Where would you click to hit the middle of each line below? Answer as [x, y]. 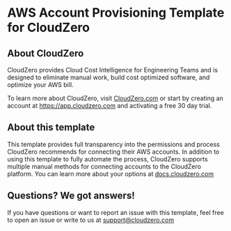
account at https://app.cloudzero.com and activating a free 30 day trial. [110, 105]
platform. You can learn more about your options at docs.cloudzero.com [111, 174]
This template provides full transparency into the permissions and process [114, 144]
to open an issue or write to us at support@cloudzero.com [91, 220]
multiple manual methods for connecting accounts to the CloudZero [104, 166]
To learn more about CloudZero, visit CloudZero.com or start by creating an [115, 98]
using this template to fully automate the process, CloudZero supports [107, 159]
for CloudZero [49, 27]
